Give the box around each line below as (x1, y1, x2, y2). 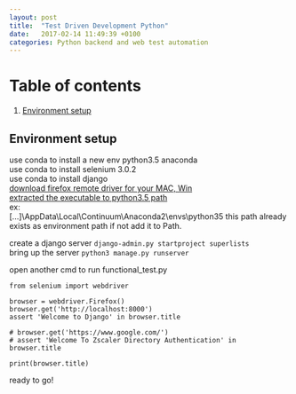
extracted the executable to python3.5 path (9, 193, 168, 202)
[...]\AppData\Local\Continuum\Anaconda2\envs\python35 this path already (9, 211, 287, 222)
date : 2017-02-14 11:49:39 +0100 (9, 29, 141, 38)
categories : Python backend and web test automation (9, 37, 209, 47)
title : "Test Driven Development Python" (9, 21, 169, 30)
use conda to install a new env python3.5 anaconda (9, 154, 198, 165)
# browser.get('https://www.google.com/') (9, 328, 169, 337)
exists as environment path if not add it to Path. (9, 221, 182, 231)
